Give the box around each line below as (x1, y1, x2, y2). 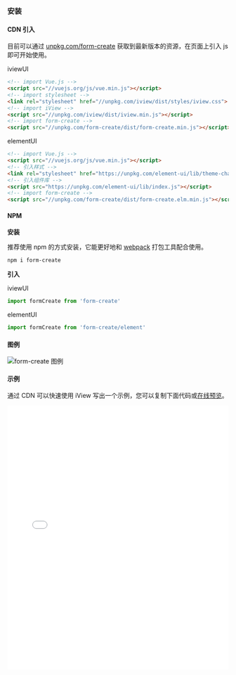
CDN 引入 (7, 25, 35, 33)
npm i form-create (7, 257, 61, 264)
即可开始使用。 (7, 51, 51, 59)
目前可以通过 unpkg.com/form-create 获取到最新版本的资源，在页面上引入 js (7, 42, 228, 51)
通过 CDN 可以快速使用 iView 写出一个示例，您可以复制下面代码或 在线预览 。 (7, 392, 228, 400)
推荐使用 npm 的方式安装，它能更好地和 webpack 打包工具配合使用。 (7, 243, 208, 251)
